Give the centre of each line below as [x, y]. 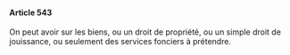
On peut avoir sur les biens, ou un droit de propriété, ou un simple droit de [145, 32]
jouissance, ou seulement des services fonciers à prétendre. [120, 42]
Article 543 [31, 12]
